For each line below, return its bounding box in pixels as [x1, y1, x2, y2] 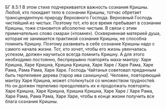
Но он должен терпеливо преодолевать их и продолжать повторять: [5, 83, 151, 88]
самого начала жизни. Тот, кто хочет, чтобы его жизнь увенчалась [5, 46, 147, 52]
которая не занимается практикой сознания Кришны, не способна [5, 36, 147, 41]
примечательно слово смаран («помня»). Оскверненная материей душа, [5, 31, 161, 36]
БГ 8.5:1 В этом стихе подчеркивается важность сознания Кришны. [5, 4, 149, 10]
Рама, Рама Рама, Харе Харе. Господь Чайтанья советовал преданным [5, 67, 157, 73]
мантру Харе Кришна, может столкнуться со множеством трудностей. [5, 77, 156, 83]
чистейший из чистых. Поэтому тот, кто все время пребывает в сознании [5, 20, 161, 26]
